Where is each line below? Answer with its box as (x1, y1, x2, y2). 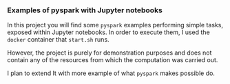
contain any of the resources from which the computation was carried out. (7, 56, 218, 64)
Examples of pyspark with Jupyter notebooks (7, 5, 163, 15)
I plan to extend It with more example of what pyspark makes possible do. (7, 69, 216, 77)
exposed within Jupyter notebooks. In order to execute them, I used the (7, 28, 210, 36)
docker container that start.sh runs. (7, 36, 109, 44)
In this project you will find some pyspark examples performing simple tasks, (7, 21, 224, 29)
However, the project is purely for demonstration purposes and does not (7, 48, 212, 57)
